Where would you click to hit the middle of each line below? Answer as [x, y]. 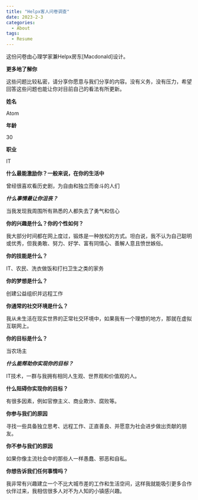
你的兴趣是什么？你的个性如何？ [45, 223]
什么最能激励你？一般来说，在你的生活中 [55, 173]
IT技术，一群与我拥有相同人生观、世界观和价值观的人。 [73, 376]
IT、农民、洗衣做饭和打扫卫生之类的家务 [55, 268]
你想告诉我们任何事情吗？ [37, 471]
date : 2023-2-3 [25, 17]
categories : [21, 22]
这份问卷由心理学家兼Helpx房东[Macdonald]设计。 [67, 56]
